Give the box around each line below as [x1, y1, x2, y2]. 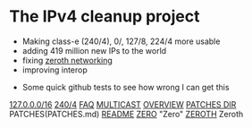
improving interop [21, 64, 88, 75]
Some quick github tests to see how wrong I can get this [21, 81, 230, 92]
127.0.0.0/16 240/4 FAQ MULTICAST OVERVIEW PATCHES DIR [9, 98, 237, 109]
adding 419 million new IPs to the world [21, 45, 167, 55]
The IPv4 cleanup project [9, 6, 200, 27]
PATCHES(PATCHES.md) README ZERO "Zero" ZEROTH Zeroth [9, 108, 244, 119]
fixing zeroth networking [21, 55, 113, 65]
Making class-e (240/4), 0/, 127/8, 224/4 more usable [21, 36, 221, 47]
